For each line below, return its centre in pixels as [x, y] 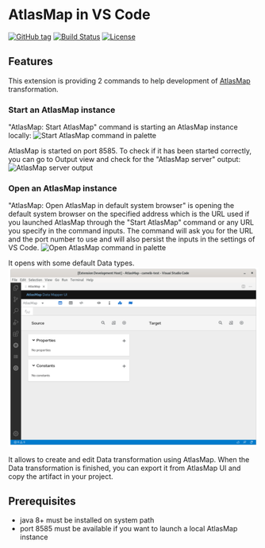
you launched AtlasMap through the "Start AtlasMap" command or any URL [131, 222]
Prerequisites [42, 501]
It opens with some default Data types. [71, 263]
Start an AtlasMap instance [62, 110]
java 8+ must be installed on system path [87, 520]
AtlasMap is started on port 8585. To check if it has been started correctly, [130, 151]
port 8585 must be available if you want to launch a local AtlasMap [129, 529]
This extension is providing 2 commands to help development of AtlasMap [130, 80]
